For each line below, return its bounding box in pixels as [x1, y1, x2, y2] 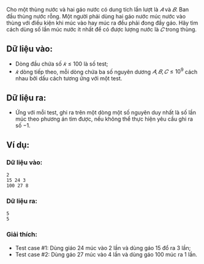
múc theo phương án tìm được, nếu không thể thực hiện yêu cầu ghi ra [15, 115, 193, 123]
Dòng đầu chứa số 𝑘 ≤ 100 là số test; [15, 60, 108, 67]
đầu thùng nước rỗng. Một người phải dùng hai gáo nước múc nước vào [6, 13, 186, 20]
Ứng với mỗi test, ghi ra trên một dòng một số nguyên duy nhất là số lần [15, 109, 196, 116]
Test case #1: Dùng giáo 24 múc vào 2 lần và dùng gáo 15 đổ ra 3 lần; [15, 244, 191, 251]
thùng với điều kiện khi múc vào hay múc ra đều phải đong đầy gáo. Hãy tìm [6, 19, 198, 26]
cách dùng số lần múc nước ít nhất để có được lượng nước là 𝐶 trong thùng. [6, 26, 197, 33]
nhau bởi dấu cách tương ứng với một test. [15, 75, 123, 82]
